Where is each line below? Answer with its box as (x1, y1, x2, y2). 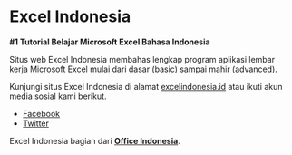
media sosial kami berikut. (9, 91, 107, 102)
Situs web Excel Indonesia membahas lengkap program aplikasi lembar (9, 53, 275, 64)
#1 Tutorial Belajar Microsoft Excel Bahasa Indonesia (9, 36, 210, 47)
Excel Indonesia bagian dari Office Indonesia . (9, 135, 181, 146)
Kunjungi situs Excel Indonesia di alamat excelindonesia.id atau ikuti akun (9, 81, 283, 92)
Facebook (22, 108, 61, 119)
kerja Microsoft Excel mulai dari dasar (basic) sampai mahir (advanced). (9, 63, 278, 74)
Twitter (22, 118, 50, 129)
